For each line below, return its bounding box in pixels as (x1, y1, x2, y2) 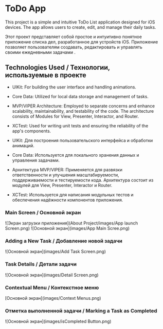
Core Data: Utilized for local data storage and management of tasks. (12, 93, 149, 99)
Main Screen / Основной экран (5, 209, 81, 216)
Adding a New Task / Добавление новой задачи (5, 237, 123, 244)
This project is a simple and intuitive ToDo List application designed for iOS (5, 19, 155, 25)
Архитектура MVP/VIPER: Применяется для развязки (12, 166, 123, 172)
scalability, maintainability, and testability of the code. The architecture (12, 108, 154, 114)
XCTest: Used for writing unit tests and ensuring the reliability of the (12, 123, 148, 128)
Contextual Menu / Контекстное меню (5, 284, 99, 291)
